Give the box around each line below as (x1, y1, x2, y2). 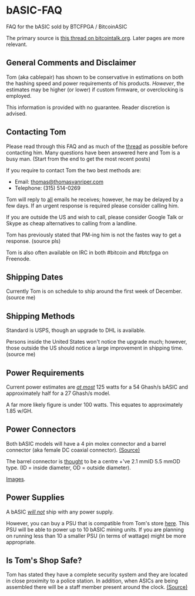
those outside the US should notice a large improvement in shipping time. (6, 344, 184, 351)
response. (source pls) (6, 237, 61, 245)
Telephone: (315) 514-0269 (14, 184, 81, 192)
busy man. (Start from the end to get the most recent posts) (6, 155, 151, 162)
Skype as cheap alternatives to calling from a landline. (6, 219, 137, 227)
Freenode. (6, 255, 31, 262)
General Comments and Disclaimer (6, 58, 136, 68)
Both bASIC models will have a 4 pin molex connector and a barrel (6, 440, 166, 447)
